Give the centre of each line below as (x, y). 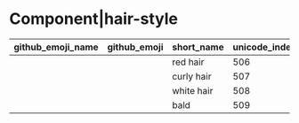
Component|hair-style (94, 19)
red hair (188, 62)
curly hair (192, 76)
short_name (198, 47)
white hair (193, 90)
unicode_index (264, 47)
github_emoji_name (57, 47)
